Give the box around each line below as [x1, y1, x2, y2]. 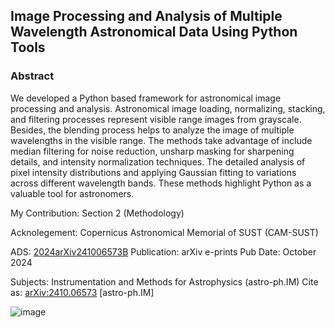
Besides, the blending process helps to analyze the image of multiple [10, 124, 295, 136]
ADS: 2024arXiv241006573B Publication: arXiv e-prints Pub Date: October [10, 245, 317, 258]
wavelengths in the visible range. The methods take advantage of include [10, 134, 313, 146]
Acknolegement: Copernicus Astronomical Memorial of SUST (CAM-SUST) [10, 226, 319, 238]
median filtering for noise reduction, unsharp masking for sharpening [10, 145, 295, 157]
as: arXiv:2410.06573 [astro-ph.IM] [10, 286, 155, 298]
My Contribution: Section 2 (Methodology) [10, 207, 185, 219]
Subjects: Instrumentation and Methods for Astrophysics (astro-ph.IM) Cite [10, 275, 319, 288]
